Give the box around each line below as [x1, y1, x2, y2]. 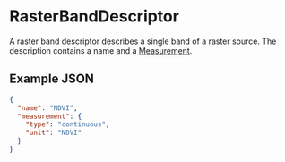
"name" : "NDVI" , [17, 103, 78, 113]
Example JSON [9, 72, 94, 87]
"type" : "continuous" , [25, 120, 110, 129]
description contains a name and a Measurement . [9, 45, 193, 55]
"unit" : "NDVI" [25, 128, 82, 138]
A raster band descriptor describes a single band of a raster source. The [9, 36, 277, 47]
